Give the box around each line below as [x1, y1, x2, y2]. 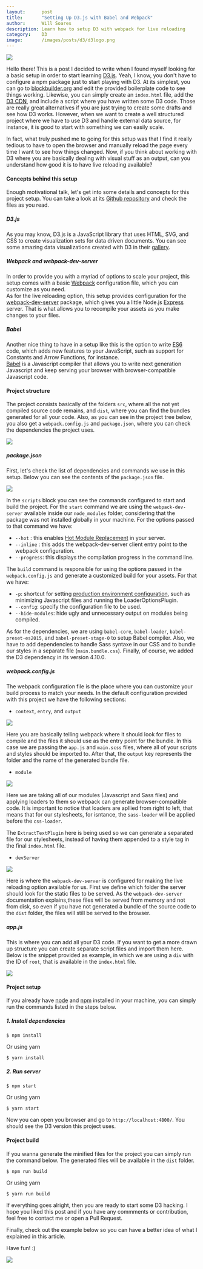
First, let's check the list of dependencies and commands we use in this [6, 467, 185, 474]
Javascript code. [6, 373, 48, 381]
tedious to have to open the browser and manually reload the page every [6, 142, 188, 149]
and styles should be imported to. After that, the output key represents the [6, 750, 192, 758]
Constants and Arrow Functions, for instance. [6, 354, 119, 361]
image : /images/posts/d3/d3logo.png [6, 37, 115, 43]
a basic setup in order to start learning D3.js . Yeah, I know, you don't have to [6, 72, 197, 79]
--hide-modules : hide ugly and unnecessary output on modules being [15, 609, 188, 617]
